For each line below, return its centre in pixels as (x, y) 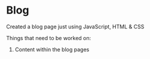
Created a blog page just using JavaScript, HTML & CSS (75, 27)
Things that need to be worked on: (49, 38)
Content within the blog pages (52, 49)
